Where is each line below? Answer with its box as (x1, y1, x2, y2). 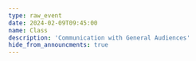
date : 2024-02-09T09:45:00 (8, 19, 98, 27)
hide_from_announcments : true (8, 41, 109, 49)
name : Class (8, 26, 48, 34)
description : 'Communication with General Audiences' (8, 33, 191, 42)
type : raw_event (8, 11, 62, 20)
